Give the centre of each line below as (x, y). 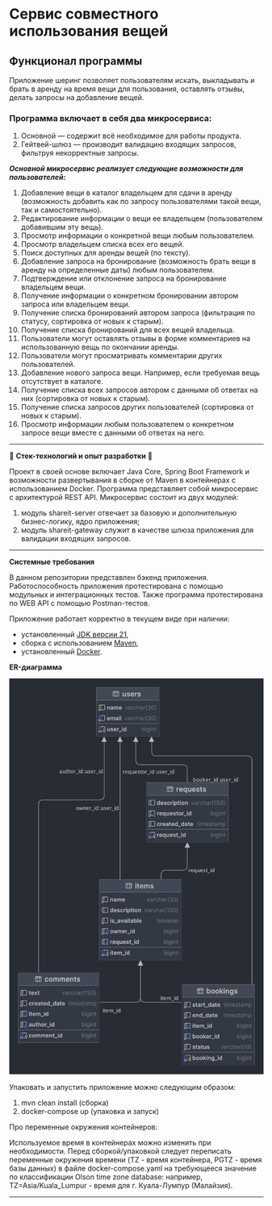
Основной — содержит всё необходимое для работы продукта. (131, 136)
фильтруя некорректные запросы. (80, 153)
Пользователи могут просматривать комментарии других (121, 356)
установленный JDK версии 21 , (75, 635)
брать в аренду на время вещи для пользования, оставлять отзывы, (127, 89)
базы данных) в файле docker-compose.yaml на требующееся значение (133, 1168)
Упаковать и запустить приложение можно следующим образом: (123, 1087)
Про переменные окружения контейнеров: (84, 1127)
